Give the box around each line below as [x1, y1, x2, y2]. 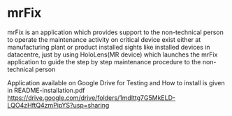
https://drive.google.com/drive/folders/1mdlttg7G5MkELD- [7, 93, 176, 102]
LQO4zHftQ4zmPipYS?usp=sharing [7, 101, 110, 109]
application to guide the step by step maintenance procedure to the [7, 57, 201, 66]
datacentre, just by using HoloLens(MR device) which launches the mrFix [7, 50, 218, 59]
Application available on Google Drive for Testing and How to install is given [7, 78, 225, 87]
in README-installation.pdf [7, 86, 85, 94]
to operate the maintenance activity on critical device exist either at [7, 35, 201, 43]
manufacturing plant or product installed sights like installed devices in [7, 43, 211, 51]
